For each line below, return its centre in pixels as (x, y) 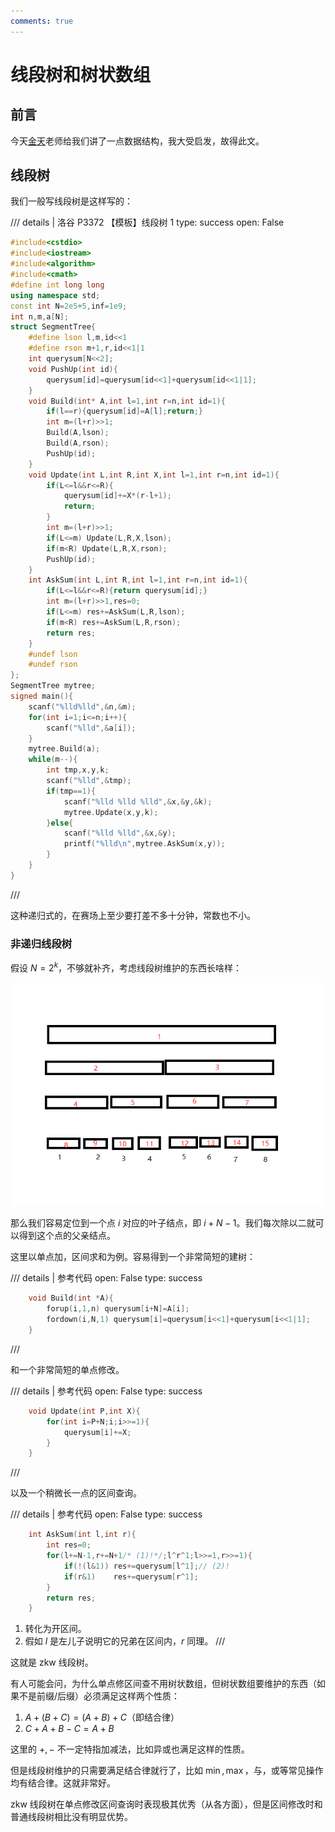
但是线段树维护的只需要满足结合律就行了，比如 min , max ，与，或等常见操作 (167, 1771)
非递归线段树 (41, 943)
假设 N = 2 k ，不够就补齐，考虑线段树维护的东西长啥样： (126, 967)
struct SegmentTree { (53, 327)
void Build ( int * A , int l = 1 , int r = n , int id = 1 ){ (127, 401)
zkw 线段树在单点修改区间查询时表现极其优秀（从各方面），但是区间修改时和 (166, 1804)
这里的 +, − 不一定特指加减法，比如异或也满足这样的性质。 (130, 1749)
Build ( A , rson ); (78, 443)
